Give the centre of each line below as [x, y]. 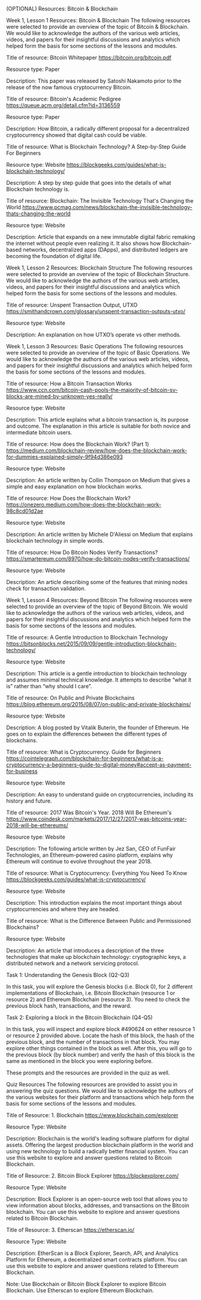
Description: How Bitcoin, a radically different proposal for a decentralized [98, 128]
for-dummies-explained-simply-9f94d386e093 [64, 457]
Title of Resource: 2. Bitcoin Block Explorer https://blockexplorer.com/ [92, 1176]
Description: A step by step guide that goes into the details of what [89, 183]
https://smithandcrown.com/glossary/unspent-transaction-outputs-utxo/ [96, 311]
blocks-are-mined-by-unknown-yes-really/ [59, 396]
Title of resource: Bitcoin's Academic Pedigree [64, 99]
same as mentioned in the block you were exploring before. [79, 1061]
